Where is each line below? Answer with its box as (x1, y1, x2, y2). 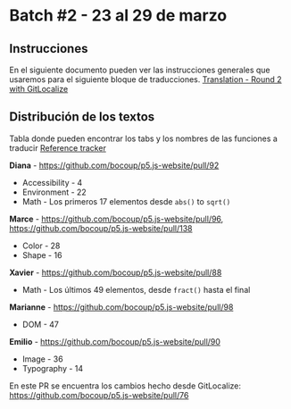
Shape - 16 (21, 249, 62, 260)
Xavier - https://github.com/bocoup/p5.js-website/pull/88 (9, 267, 222, 278)
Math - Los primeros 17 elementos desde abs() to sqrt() (21, 196, 231, 206)
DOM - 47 (21, 319, 60, 330)
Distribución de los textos (9, 109, 155, 125)
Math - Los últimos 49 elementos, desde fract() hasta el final (21, 284, 251, 295)
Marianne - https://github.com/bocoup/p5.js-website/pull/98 (9, 301, 234, 313)
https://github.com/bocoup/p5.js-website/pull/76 (9, 389, 189, 400)
